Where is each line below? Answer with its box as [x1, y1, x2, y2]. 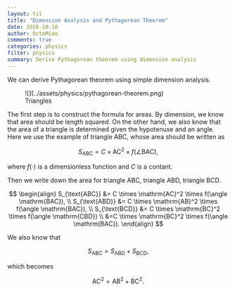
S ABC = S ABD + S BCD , [87, 247, 149, 257]
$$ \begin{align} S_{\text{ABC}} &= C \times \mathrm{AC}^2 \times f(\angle [8, 190, 228, 198]
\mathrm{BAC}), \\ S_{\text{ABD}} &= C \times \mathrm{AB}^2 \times [18, 198, 218, 206]
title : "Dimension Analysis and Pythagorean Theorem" [7, 17, 169, 24]
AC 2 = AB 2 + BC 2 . [92, 276, 144, 285]
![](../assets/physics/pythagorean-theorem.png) [25, 89, 164, 97]
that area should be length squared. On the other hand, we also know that [7, 117, 221, 126]
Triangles [25, 96, 52, 105]
